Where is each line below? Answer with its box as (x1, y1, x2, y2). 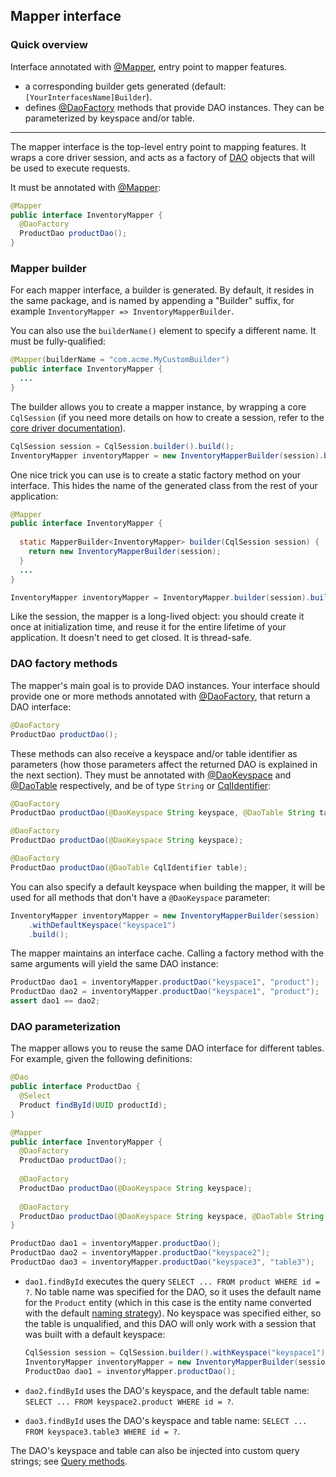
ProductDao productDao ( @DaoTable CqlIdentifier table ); (10, 862, 248, 873)
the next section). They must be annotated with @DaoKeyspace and (10, 769, 292, 781)
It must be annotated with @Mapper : (10, 181, 162, 193)
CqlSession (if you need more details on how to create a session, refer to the (10, 411, 325, 423)
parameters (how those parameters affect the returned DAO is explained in (10, 758, 318, 770)
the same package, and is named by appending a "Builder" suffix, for (10, 295, 295, 307)
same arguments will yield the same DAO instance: (10, 958, 219, 970)
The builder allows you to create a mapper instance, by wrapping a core (10, 400, 307, 413)
